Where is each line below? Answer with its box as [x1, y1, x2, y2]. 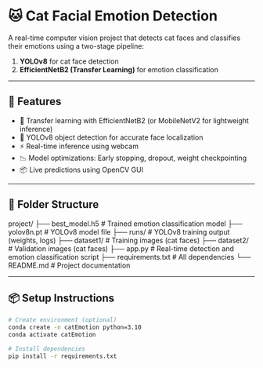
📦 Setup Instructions [8, 291, 115, 304]
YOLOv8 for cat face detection [19, 56, 119, 66]
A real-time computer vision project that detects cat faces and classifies [8, 33, 241, 42]
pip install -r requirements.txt [8, 352, 117, 360]
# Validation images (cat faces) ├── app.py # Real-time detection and [8, 243, 235, 253]
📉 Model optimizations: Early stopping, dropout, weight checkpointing [19, 153, 247, 162]
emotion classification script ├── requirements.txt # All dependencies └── [8, 252, 251, 261]
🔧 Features [8, 95, 62, 108]
